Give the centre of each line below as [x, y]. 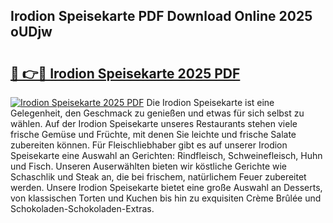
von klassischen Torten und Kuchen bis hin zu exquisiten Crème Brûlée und [166, 198]
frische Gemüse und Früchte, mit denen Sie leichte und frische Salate [153, 134]
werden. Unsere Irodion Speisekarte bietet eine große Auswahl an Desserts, [166, 187]
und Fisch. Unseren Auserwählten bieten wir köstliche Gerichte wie [149, 166]
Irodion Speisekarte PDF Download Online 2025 [161, 16]
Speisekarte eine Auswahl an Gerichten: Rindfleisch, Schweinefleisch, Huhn [166, 155]
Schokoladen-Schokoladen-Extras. [82, 208]
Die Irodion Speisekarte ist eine [210, 102]
